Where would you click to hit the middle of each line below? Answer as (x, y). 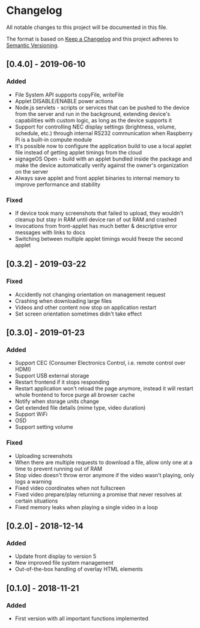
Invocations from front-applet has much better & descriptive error (96, 226)
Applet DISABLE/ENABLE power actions (64, 101)
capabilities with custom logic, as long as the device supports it (93, 120)
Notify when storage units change (57, 401)
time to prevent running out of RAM (59, 469)
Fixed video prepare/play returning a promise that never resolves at (98, 494)
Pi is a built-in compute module (53, 139)
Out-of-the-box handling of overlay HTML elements (79, 569)
